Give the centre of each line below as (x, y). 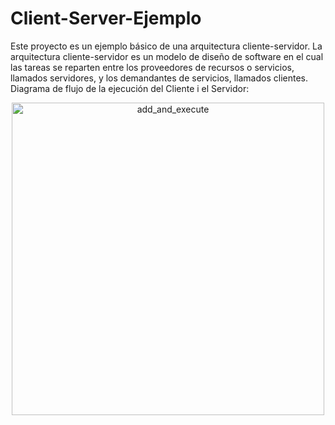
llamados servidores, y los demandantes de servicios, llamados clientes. (159, 78)
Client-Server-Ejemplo (106, 18)
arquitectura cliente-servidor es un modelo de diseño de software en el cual (167, 56)
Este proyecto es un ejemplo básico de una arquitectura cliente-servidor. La (166, 46)
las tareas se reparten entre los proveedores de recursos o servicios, (152, 67)
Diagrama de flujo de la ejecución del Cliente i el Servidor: (130, 88)
